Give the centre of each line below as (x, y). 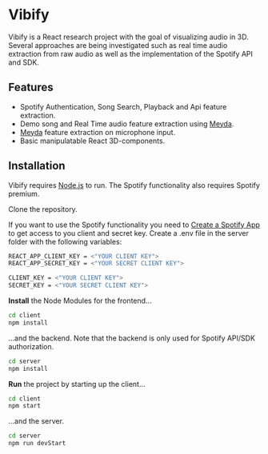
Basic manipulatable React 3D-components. (92, 141)
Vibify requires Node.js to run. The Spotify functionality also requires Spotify (134, 185)
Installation (37, 166)
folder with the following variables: (65, 241)
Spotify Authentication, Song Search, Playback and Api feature (123, 106)
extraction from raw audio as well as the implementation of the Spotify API (131, 54)
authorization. (31, 346)
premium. (24, 193)
